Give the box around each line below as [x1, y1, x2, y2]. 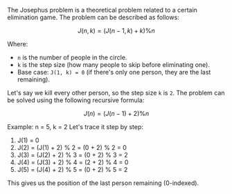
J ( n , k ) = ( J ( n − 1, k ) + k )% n [78, 27, 155, 35]
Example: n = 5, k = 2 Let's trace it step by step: [7, 123, 143, 130]
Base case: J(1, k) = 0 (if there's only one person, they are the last [17, 68, 211, 76]
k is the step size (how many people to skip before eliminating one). [17, 61, 210, 68]
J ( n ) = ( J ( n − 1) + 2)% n [83, 110, 150, 117]
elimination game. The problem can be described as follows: [7, 13, 180, 21]
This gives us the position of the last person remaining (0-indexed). [7, 179, 199, 187]
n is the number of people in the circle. [17, 53, 127, 61]
